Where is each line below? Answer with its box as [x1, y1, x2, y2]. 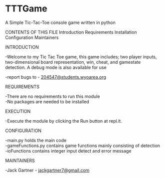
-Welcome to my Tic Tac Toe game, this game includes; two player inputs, [5, 53, 157, 60]
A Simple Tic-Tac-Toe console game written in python [5, 19, 116, 25]
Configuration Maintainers [5, 34, 59, 40]
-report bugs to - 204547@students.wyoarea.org [5, 74, 106, 80]
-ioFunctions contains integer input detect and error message [5, 148, 132, 154]
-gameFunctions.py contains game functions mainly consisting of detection [5, 143, 161, 149]
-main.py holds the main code [5, 137, 67, 143]
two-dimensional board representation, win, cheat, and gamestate [5, 59, 141, 65]
